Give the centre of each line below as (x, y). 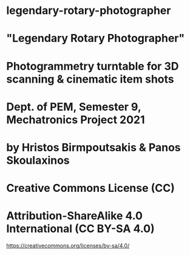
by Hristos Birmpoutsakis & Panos (93, 147)
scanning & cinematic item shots (90, 79)
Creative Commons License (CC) (90, 188)
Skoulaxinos (38, 160)
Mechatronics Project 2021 (76, 120)
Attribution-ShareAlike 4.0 (74, 216)
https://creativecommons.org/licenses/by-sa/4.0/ (68, 246)
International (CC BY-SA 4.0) (80, 229)
